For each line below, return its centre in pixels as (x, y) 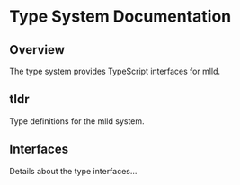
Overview (37, 50)
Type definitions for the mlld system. (77, 121)
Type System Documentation (120, 17)
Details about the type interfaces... (73, 171)
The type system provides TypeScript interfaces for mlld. (115, 71)
